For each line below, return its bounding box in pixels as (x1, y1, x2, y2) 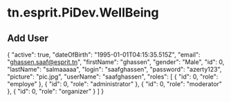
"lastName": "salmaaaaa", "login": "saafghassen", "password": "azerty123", (7, 65, 222, 73)
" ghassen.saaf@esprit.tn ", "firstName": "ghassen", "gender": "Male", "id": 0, (7, 58, 225, 66)
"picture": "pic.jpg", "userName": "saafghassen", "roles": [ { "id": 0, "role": (7, 72, 219, 81)
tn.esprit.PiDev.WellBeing (7, 5, 159, 21)
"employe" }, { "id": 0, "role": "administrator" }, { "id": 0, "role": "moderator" (7, 80, 223, 88)
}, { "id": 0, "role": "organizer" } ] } (7, 88, 104, 95)
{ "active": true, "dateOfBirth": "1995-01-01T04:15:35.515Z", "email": (7, 50, 201, 59)
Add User (7, 32, 48, 44)
